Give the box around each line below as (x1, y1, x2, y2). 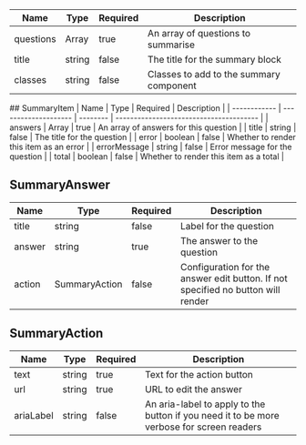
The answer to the (180, 234, 259, 247)
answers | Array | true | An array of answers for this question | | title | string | (9, 122, 297, 133)
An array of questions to (147, 27, 251, 39)
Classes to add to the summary (147, 68, 280, 80)
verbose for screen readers (145, 420, 262, 433)
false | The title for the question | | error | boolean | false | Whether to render (9, 132, 296, 142)
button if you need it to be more (145, 409, 280, 421)
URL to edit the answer (145, 382, 243, 395)
